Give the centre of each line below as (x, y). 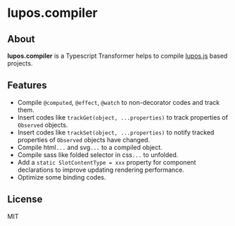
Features (27, 86)
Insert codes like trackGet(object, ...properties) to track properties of (123, 117)
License (25, 200)
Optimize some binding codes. (62, 177)
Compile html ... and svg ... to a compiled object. (90, 147)
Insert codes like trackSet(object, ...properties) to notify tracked (116, 132)
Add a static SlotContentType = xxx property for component (107, 162)
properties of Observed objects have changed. (83, 139)
